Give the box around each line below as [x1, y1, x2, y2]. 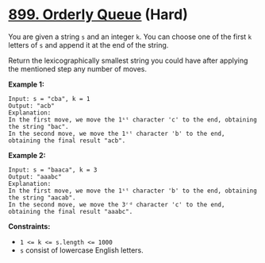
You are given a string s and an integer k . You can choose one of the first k [8, 32, 252, 41]
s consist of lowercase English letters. [19, 245, 144, 255]
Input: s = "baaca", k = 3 [8, 165, 98, 174]
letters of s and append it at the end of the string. [8, 40, 169, 49]
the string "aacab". [8, 193, 77, 202]
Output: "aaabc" [8, 172, 62, 180]
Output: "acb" [8, 102, 56, 110]
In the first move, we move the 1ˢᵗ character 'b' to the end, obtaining [8, 187, 258, 195]
